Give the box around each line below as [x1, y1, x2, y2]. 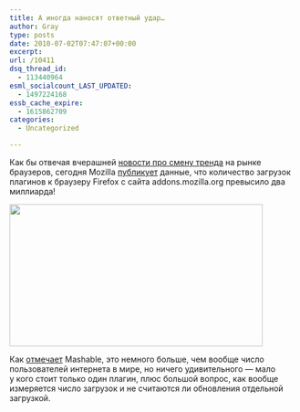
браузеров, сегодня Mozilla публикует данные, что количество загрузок [9, 166, 292, 177]
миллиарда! [9, 186, 57, 196]
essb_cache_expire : [9, 98, 84, 108]
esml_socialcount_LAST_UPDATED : [9, 81, 132, 90]
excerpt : [9, 48, 43, 57]
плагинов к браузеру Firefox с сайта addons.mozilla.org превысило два [9, 176, 285, 187]
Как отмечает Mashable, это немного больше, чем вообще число [9, 354, 264, 364]
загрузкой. [9, 393, 51, 403]
